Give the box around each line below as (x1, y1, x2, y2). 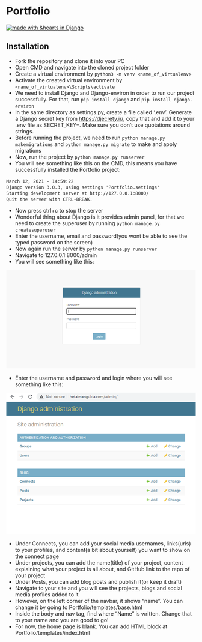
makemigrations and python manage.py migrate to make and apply (14, 140, 177, 148)
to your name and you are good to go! (14, 616, 109, 623)
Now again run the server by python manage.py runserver (14, 245, 158, 252)
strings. (14, 127, 34, 135)
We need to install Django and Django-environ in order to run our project (14, 89, 195, 97)
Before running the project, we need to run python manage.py (14, 134, 165, 141)
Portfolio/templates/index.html (14, 629, 90, 636)
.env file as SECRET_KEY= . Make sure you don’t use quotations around (14, 121, 191, 129)
